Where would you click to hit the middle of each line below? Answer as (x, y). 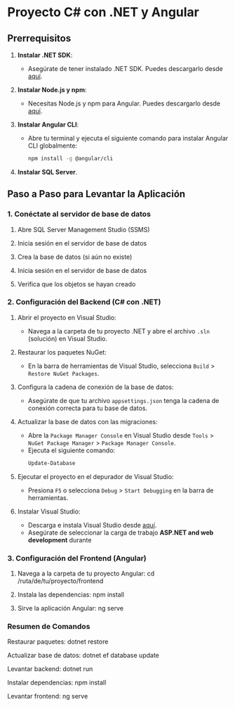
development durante (60, 540)
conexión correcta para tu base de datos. (88, 408)
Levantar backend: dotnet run (50, 669)
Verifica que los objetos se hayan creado (76, 284)
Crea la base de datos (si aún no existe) (75, 257)
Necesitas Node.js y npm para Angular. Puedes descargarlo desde (124, 103)
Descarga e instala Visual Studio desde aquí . (92, 525)
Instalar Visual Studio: (49, 511)
